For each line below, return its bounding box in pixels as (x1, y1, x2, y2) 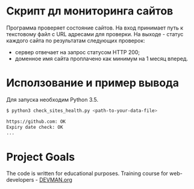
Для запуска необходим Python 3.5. (6, 96, 99, 103)
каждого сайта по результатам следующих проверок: (6, 37, 146, 44)
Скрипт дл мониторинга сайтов (6, 4, 174, 18)
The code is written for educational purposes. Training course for (6, 170, 169, 177)
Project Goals (6, 150, 75, 164)
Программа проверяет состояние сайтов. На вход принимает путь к (6, 24, 184, 31)
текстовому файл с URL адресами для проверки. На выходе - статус (6, 30, 184, 37)
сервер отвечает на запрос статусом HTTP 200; (14, 48, 140, 55)
